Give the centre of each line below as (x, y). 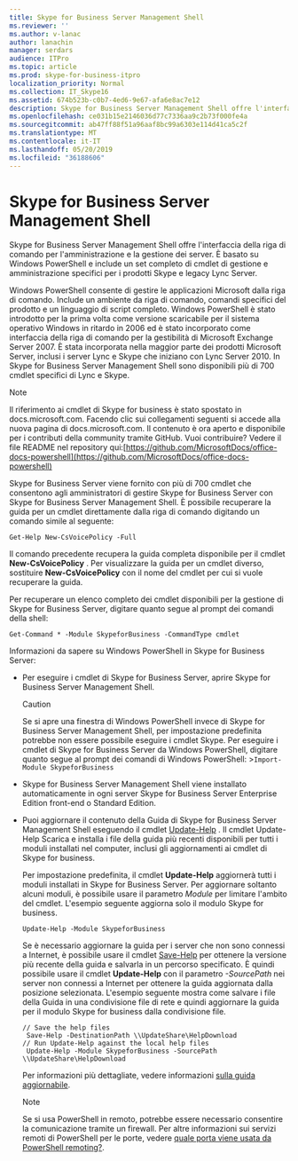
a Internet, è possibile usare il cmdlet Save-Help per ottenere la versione (154, 955)
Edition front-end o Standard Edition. (89, 803)
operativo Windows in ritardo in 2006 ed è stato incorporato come (130, 328)
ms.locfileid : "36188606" (57, 158)
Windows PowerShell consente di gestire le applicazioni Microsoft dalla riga (148, 290)
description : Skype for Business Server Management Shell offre (130, 108)
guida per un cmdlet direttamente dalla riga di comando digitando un (134, 512)
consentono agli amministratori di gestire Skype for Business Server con (141, 493)
